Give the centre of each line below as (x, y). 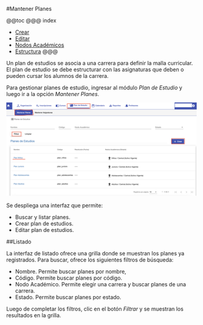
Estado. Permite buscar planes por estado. (68, 297)
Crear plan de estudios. (44, 224)
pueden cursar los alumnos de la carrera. (57, 76)
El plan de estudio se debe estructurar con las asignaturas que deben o (95, 69)
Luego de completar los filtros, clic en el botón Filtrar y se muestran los (95, 309)
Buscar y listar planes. (43, 217)
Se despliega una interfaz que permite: (55, 205)
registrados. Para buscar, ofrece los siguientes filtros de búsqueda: (90, 260)
